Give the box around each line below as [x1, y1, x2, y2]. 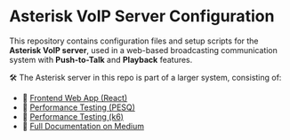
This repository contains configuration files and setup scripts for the [9, 35, 260, 46]
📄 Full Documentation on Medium [21, 121, 145, 131]
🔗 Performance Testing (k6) [21, 111, 125, 121]
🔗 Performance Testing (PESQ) [21, 102, 136, 113]
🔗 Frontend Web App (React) [21, 92, 128, 103]
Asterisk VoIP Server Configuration [9, 6, 275, 27]
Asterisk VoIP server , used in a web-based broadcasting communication [9, 44, 278, 55]
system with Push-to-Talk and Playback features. [9, 54, 193, 65]
